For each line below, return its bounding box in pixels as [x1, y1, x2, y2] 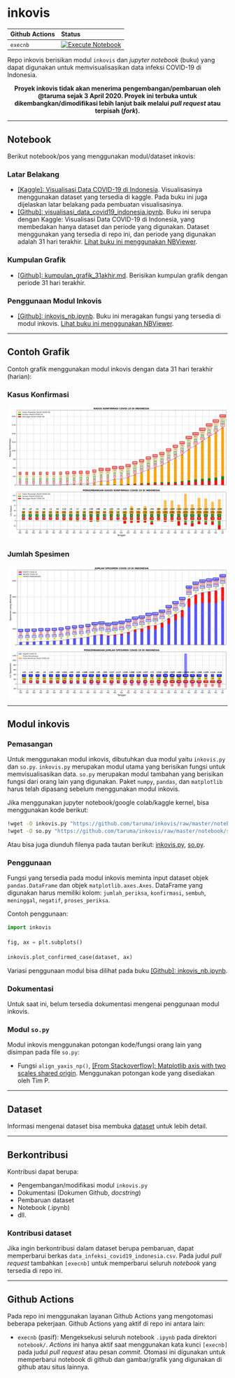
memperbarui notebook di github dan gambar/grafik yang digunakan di [17, 1356, 222, 1364]
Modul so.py [7, 1025, 50, 1035]
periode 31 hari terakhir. [17, 278, 86, 287]
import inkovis [7, 924, 52, 931]
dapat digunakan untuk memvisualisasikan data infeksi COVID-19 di [7, 63, 201, 71]
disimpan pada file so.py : [7, 1048, 80, 1056]
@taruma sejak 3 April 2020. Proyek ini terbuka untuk [38, 92, 197, 100]
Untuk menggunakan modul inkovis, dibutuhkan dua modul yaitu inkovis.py [7, 755, 226, 764]
